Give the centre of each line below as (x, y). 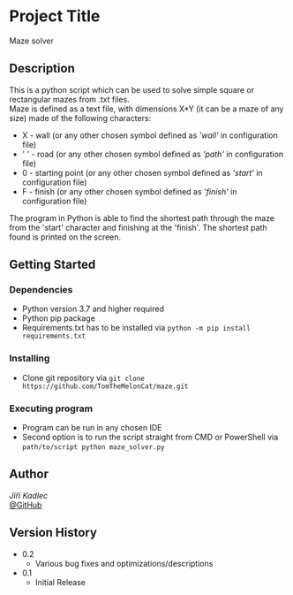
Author (29, 474)
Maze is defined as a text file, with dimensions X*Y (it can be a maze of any (146, 109)
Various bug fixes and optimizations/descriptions (124, 563)
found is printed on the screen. (65, 237)
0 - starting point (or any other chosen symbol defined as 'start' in (142, 172)
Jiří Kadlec (29, 495)
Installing (30, 358)
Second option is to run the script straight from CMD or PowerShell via (150, 437)
